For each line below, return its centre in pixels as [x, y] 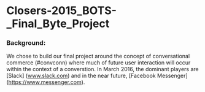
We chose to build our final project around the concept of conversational [98, 56]
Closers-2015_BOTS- [61, 11]
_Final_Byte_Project [58, 24]
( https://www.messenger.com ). [46, 82]
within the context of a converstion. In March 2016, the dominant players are [102, 69]
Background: [26, 43]
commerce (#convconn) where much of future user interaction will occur [99, 63]
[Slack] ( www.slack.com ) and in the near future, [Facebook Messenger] [97, 76]
